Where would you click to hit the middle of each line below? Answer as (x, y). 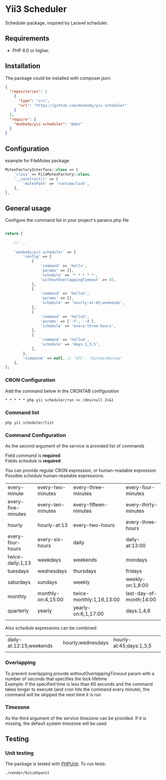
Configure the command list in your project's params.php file (67, 220)
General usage (28, 208)
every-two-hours (94, 525)
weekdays (49, 560)
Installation (23, 66)
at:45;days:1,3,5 (132, 646)
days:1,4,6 (138, 611)
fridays (134, 571)
